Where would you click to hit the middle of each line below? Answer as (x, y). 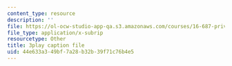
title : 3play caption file (46, 45)
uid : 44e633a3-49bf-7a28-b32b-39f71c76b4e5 (71, 52)
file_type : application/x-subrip (55, 33)
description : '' (30, 20)
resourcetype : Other (37, 39)
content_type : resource (41, 13)
